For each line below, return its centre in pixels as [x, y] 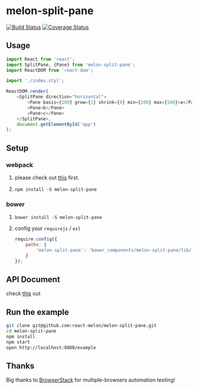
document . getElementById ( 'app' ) [56, 124]
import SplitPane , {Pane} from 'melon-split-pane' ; [71, 65]
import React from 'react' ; [41, 59]
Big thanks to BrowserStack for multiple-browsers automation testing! [91, 380]
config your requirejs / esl [47, 228]
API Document [33, 280]
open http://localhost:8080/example [51, 348]
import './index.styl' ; [35, 81]
